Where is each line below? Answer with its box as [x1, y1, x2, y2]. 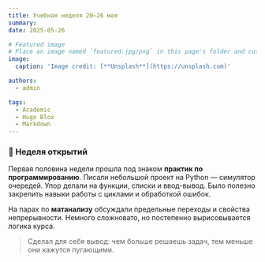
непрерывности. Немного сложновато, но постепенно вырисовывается [8, 213, 251, 223]
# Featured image [8, 40, 65, 48]
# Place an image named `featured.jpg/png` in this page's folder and [8, 48, 245, 56]
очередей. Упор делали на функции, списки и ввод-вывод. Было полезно [8, 181, 256, 190]
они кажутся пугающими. [27, 245, 114, 255]
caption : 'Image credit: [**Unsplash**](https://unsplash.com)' [15, 62, 231, 71]
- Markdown [15, 120, 51, 129]
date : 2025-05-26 [8, 26, 65, 34]
